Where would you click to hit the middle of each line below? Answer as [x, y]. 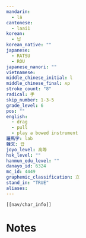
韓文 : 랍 [15, 144]
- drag [20, 122]
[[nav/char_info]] [29, 204]
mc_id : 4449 [21, 172]
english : [17, 116]
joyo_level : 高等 [27, 150]
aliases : [17, 188]
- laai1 [21, 28]
